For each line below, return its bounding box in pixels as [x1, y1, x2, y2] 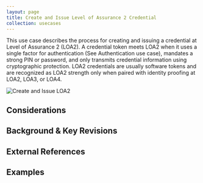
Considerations [6, 105, 66, 116]
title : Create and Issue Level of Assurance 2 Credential [6, 15, 157, 21]
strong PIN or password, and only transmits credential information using [6, 56, 187, 64]
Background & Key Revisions [6, 126, 118, 136]
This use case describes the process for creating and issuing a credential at [6, 37, 197, 44]
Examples [6, 167, 45, 177]
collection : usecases [6, 20, 62, 26]
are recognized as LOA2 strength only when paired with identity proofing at [6, 69, 196, 77]
